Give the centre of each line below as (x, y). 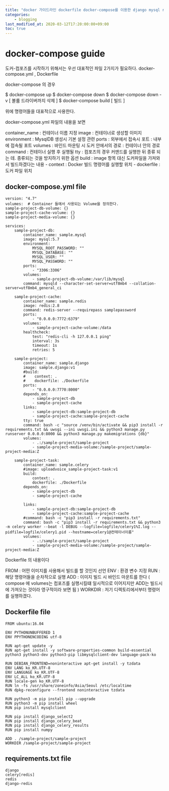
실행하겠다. (21, 596)
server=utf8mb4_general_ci (33, 288)
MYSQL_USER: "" (48, 257)
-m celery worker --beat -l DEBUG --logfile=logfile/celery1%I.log (77, 527)
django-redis (19, 783)
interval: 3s (46, 341)
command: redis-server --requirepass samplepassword (80, 310)
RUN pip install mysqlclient (36, 708)
